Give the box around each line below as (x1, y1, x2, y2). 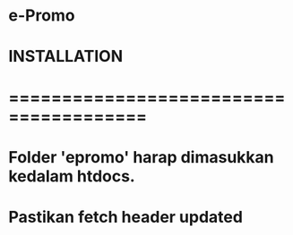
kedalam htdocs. (8, 166, 135, 186)
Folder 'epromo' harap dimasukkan (8, 147, 274, 167)
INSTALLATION (8, 46, 123, 67)
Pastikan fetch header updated (8, 206, 244, 227)
